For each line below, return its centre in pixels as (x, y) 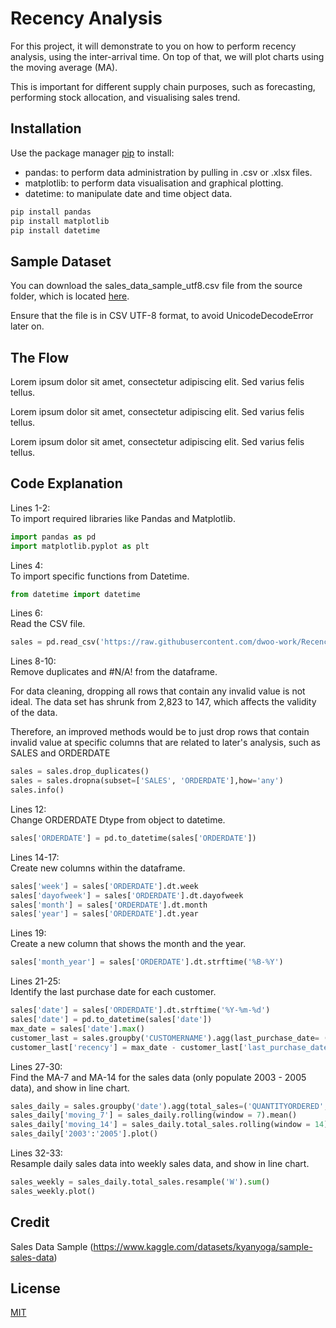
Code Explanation (66, 483)
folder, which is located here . (70, 296)
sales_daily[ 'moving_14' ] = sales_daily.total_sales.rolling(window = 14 (167, 1125)
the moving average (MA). (64, 67)
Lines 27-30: (36, 1066)
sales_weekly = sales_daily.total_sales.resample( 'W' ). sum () (140, 1182)
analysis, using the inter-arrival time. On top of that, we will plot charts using (167, 56)
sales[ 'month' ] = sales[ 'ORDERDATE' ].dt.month (109, 905)
